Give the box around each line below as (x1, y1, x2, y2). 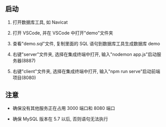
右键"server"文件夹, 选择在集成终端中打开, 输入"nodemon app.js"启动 (12, 51, 157, 57)
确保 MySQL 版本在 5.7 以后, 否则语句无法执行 (12, 115, 108, 122)
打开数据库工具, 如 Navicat (12, 19, 68, 25)
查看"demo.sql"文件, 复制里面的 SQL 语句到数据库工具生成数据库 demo (12, 40, 160, 46)
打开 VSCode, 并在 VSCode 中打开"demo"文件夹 (12, 30, 114, 36)
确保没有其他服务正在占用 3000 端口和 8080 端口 (12, 105, 115, 111)
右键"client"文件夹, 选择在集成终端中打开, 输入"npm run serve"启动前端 (12, 68, 160, 74)
